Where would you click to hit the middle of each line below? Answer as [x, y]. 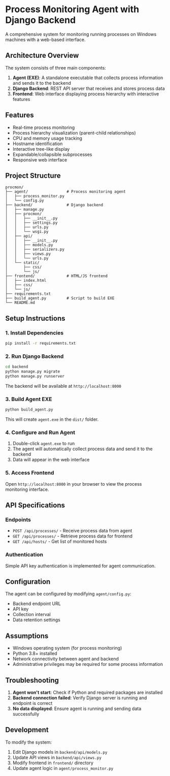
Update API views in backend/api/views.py [57, 757]
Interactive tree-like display [41, 149]
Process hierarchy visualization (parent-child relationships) [74, 132]
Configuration [28, 582]
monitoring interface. [27, 489]
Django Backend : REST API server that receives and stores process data [89, 88]
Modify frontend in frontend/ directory [53, 763]
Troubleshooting [32, 680]
